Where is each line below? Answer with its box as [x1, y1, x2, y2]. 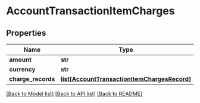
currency [9, 65, 36, 73]
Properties [6, 28, 46, 38]
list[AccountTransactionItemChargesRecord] [60, 75, 192, 83]
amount [9, 55, 32, 64]
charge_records [9, 75, 55, 83]
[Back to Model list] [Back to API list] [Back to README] [6, 90, 143, 97]
